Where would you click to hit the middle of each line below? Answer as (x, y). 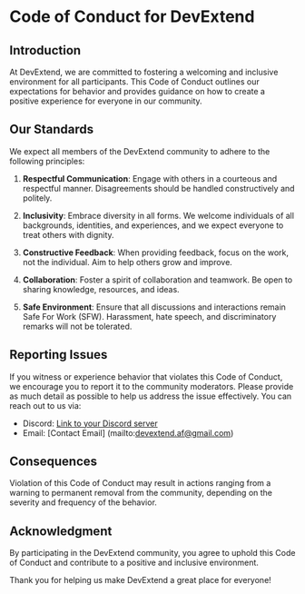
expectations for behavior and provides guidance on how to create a (138, 91)
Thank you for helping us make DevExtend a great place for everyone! (141, 580)
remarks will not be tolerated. (77, 326)
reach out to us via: (45, 405)
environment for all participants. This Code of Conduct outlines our (135, 82)
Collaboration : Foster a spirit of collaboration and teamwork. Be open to (157, 280)
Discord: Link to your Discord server (90, 423)
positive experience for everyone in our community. (106, 101)
